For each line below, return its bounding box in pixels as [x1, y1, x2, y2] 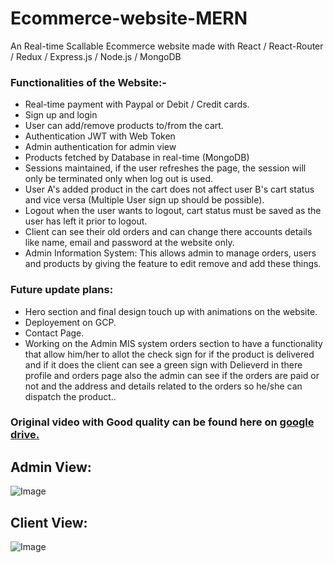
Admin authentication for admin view [24, 141, 177, 153]
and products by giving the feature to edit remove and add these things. [24, 258, 322, 270]
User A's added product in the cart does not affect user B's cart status [24, 183, 315, 196]
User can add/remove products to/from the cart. [24, 120, 224, 132]
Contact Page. [24, 327, 85, 339]
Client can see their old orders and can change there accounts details [24, 226, 313, 238]
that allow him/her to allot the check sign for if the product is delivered [24, 348, 315, 360]
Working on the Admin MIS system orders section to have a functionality [24, 337, 323, 349]
